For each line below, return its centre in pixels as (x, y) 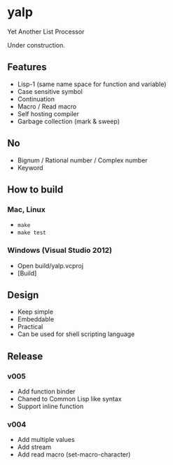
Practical (30, 327)
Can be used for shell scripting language (76, 334)
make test (32, 233)
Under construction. (36, 45)
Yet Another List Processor (46, 32)
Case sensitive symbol (50, 91)
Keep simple (35, 312)
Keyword (30, 167)
